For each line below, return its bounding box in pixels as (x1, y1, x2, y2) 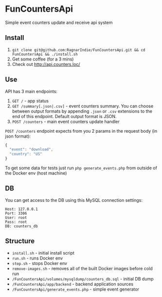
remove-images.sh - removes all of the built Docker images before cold (12, 265, 153, 271)
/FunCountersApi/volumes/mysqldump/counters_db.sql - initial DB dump (12, 276, 154, 281)
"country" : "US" (9, 152, 42, 157)
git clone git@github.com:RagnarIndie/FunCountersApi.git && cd (12, 47, 145, 52)
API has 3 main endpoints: (5, 88, 57, 94)
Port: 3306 (5, 211, 27, 216)
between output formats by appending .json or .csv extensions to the (12, 108, 152, 114)
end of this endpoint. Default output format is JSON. (12, 113, 117, 119)
